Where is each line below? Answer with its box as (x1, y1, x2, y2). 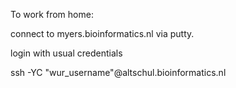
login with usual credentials (10, 47, 123, 59)
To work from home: (10, 9, 94, 20)
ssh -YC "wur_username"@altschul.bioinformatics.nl (10, 67, 227, 78)
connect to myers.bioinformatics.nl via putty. (10, 28, 195, 39)
